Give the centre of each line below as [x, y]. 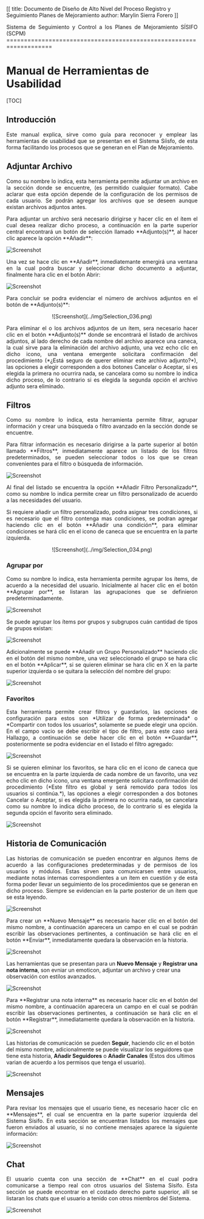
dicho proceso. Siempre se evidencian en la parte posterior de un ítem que [102, 890]
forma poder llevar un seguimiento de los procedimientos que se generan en [102, 884]
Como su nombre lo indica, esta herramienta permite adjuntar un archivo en [102, 181]
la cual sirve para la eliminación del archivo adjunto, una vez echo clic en [102, 347]
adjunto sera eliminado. [36, 386]
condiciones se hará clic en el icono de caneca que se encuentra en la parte [102, 532]
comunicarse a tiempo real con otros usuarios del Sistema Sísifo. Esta [102, 1186]
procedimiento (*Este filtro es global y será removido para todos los [102, 787]
